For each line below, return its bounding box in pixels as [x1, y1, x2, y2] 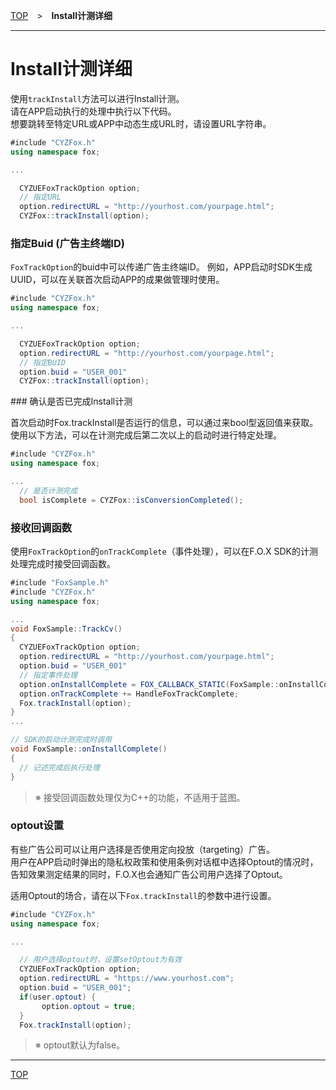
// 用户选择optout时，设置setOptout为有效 [19, 955, 182, 965]
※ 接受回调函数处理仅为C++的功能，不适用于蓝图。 [34, 791, 246, 803]
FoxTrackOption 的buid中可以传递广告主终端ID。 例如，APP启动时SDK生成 [10, 261, 313, 273]
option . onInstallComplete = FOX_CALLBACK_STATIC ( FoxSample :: [19, 679, 280, 689]
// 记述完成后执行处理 [19, 762, 100, 773]
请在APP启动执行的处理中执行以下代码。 [10, 105, 177, 117]
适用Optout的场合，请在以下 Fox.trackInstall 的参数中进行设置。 [10, 889, 277, 901]
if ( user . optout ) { [19, 992, 97, 1002]
